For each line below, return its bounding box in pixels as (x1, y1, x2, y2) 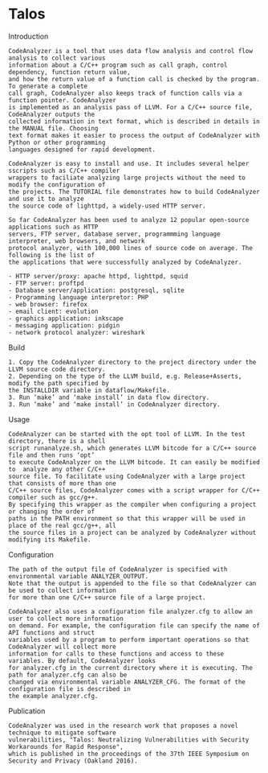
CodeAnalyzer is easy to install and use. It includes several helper (8, 159, 250, 167)
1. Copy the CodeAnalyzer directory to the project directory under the (8, 358, 257, 366)
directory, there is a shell (8, 437, 106, 445)
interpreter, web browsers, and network (8, 236, 146, 245)
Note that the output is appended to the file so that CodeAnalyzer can (8, 579, 257, 587)
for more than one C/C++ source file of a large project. (8, 593, 206, 602)
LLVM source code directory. (8, 365, 106, 373)
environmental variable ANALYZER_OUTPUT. (8, 572, 149, 580)
